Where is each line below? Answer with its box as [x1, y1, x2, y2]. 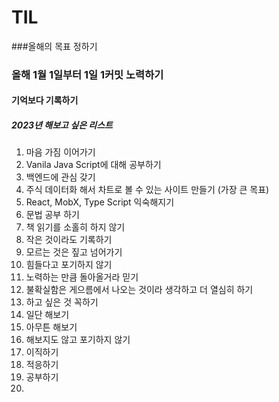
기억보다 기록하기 [11, 94, 79, 106]
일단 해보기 [25, 309, 70, 321]
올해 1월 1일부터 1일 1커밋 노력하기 [11, 67, 164, 81]
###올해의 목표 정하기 [11, 40, 98, 52]
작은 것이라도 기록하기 [25, 234, 113, 246]
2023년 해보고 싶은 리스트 [11, 119, 113, 131]
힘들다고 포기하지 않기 [25, 259, 113, 271]
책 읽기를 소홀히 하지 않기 [25, 221, 126, 233]
